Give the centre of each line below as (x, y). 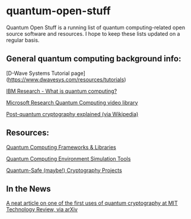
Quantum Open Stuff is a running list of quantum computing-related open (96, 27)
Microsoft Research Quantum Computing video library (72, 102)
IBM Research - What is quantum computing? (62, 91)
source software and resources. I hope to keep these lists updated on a (93, 33)
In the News (29, 189)
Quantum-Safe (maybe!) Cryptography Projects (64, 170)
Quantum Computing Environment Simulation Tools (69, 158)
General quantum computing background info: (94, 59)
